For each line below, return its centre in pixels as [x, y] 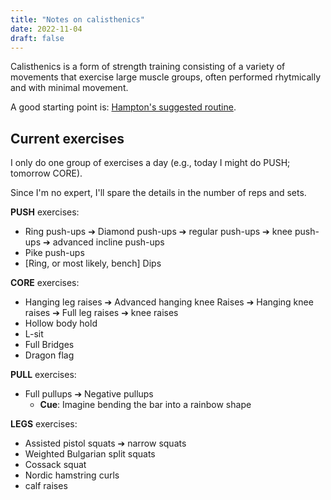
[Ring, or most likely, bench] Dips [93, 263]
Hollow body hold [61, 323]
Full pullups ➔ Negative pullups [89, 394]
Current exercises [67, 138]
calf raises [46, 486]
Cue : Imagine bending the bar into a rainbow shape [145, 405]
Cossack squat [55, 465]
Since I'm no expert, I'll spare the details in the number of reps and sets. [158, 193]
